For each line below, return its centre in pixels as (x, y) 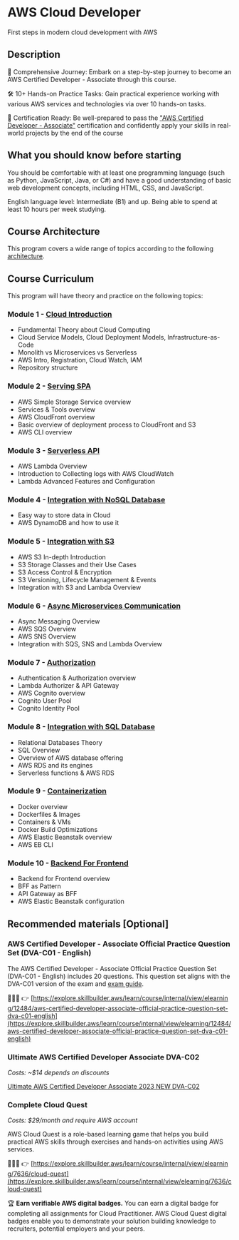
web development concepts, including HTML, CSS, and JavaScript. (106, 188)
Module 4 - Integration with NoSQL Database (86, 500)
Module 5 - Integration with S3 (61, 542)
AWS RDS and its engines (55, 765)
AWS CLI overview (45, 432)
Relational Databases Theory (60, 742)
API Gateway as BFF (47, 894)
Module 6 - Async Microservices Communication (94, 606)
